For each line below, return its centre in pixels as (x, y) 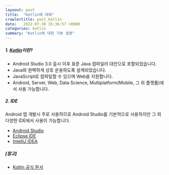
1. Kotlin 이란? (19, 50)
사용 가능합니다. (34, 89)
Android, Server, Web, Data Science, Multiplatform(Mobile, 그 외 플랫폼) (86, 82)
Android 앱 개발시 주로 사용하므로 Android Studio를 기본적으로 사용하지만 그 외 (83, 114)
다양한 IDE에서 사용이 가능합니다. (38, 120)
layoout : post (20, 10)
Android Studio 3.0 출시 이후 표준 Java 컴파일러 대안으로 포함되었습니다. (84, 64)
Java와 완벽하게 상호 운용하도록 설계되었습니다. (59, 70)
